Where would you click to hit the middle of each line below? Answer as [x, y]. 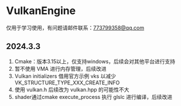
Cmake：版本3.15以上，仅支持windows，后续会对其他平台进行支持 [95, 61]
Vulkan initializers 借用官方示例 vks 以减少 [65, 76]
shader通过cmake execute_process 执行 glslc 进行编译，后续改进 [93, 97]
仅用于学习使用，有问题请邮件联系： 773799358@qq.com [75, 28]
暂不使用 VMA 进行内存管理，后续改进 [60, 69]
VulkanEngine [41, 11]
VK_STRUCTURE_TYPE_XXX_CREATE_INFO [67, 83]
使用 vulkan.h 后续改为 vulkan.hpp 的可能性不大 [72, 90]
